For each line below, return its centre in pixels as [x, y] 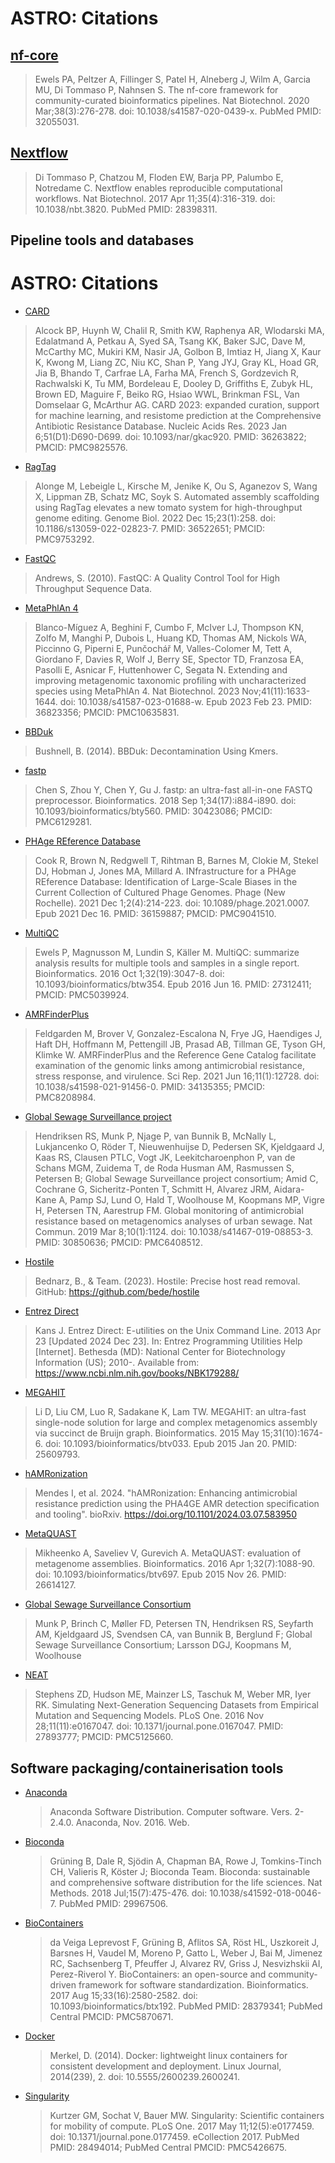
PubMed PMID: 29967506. [113, 1903]
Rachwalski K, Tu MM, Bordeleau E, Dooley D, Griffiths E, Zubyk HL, [174, 384]
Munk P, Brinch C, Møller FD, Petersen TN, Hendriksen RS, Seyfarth [174, 1624]
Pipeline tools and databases [102, 240]
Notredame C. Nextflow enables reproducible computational [158, 188]
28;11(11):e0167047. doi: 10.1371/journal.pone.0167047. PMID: [159, 1726]
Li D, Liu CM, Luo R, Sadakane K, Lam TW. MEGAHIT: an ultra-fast [170, 1412]
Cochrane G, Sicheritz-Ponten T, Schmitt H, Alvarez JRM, [153, 1189]
